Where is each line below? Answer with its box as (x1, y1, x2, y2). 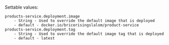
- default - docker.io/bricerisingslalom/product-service (14, 22, 139, 27)
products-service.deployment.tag (5, 27, 76, 32)
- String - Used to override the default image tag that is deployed (14, 31, 164, 36)
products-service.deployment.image (5, 14, 80, 19)
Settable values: (5, 4, 39, 10)
